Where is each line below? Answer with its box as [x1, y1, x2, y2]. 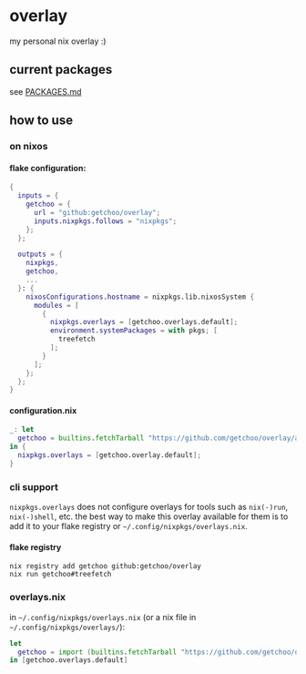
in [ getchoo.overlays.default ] [9, 656, 128, 665]
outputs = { [17, 250, 64, 260]
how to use [9, 113, 74, 128]
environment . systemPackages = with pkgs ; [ [49, 326, 219, 335]
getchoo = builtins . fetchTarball [17, 434, 145, 443]
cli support [9, 480, 59, 493]
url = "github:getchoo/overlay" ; [33, 208, 161, 217]
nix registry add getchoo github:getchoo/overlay [9, 562, 202, 571]
